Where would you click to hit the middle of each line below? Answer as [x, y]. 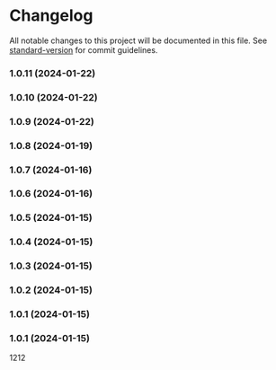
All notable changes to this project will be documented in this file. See [138, 40]
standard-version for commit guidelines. [84, 49]
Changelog [51, 16]
